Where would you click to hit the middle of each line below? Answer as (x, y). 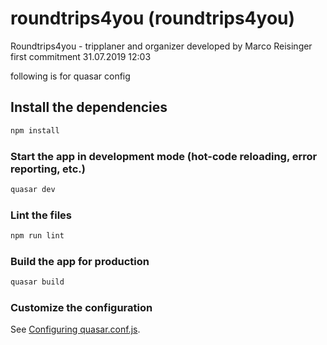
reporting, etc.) (48, 169)
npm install (35, 130)
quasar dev (33, 189)
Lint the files (41, 215)
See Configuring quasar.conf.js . (75, 329)
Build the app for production (80, 261)
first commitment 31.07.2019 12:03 (81, 56)
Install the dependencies (89, 107)
